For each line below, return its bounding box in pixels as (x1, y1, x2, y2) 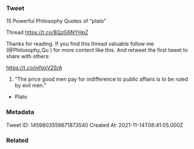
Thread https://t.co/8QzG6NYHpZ (6, 29, 88, 36)
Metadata (6, 108, 34, 116)
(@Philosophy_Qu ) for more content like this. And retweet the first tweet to (6, 47, 188, 54)
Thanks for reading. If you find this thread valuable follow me (6, 40, 154, 48)
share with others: (6, 53, 50, 60)
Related (6, 136, 29, 144)
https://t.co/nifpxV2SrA (6, 64, 63, 71)
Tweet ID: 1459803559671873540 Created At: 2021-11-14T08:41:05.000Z (6, 121, 184, 128)
